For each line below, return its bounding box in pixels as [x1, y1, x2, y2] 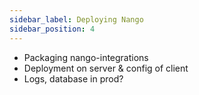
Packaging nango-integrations [23, 51, 149, 63]
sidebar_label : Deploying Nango [9, 14, 144, 25]
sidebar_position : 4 [9, 24, 96, 34]
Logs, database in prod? [23, 72, 124, 85]
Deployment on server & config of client [23, 62, 189, 74]
